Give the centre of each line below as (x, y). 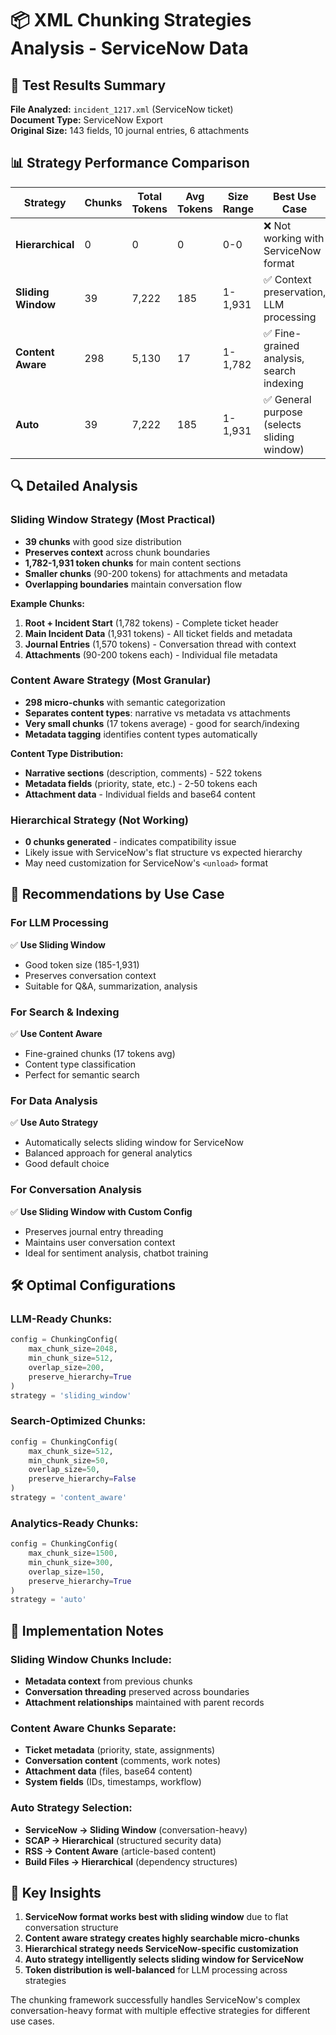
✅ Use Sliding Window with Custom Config (101, 1211)
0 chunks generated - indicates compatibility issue (130, 842)
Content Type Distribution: (67, 753)
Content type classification (80, 1064)
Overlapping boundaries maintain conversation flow (133, 584)
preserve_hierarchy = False (82, 1479)
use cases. (32, 2021)
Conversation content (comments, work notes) (123, 1761)
